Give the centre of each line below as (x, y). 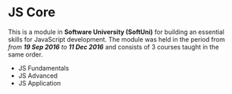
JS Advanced (38, 76)
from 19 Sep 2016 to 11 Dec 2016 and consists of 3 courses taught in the (114, 47)
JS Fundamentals (43, 68)
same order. (25, 54)
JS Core (32, 12)
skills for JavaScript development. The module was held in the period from (117, 39)
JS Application (39, 83)
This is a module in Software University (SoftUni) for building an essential (116, 32)
